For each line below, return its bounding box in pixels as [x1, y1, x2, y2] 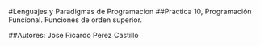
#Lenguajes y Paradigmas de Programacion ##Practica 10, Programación [8, 7, 252, 16]
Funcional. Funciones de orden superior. [8, 15, 143, 25]
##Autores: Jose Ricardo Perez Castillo [8, 31, 139, 40]
